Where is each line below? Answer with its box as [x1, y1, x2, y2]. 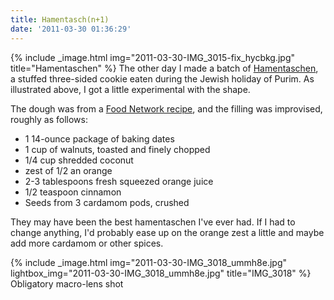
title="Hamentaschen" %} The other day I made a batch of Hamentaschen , [10, 62, 319, 74]
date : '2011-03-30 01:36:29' [10, 24, 132, 34]
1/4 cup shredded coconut [24, 154, 134, 166]
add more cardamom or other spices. [10, 237, 164, 249]
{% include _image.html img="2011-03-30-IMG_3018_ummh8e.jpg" [10, 256, 287, 268]
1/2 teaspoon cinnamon [24, 186, 122, 198]
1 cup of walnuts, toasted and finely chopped [24, 143, 211, 155]
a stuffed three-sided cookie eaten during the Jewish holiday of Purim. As [10, 72, 315, 85]
